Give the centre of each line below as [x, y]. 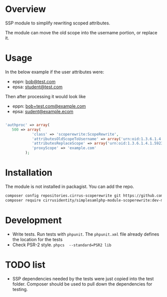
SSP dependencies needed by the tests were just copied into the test [83, 279]
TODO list [25, 265]
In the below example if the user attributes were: [55, 72]
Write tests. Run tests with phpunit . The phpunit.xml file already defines [86, 234]
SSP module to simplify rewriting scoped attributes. [58, 23]
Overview [26, 9]
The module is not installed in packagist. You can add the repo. [70, 186]
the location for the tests [38, 239]
